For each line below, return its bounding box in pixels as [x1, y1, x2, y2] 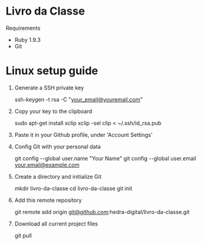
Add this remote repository [14, 196, 82, 204]
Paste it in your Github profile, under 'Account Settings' [14, 131, 153, 138]
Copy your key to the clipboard [14, 108, 92, 115]
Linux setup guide [5, 64, 99, 78]
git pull [14, 232, 32, 239]
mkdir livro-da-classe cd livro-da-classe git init [14, 184, 133, 192]
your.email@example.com [14, 161, 80, 168]
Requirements [5, 24, 41, 32]
